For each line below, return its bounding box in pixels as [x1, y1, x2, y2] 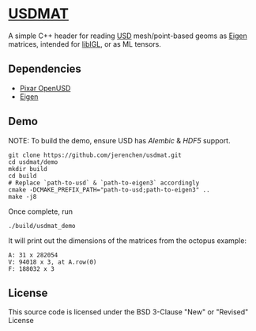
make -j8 [8, 192, 37, 200]
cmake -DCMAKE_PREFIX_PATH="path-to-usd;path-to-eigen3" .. [8, 185, 211, 194]
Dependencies [8, 63, 81, 76]
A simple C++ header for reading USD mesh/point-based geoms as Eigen [8, 31, 247, 40]
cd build [8, 172, 37, 180]
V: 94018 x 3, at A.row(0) [8, 258, 97, 266]
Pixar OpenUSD [19, 83, 71, 93]
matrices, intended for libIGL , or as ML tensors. [8, 39, 162, 48]
